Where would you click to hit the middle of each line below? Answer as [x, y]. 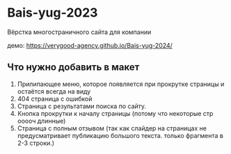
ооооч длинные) [41, 121]
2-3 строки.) [35, 143]
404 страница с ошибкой [55, 99]
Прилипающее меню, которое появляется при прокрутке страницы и [121, 84]
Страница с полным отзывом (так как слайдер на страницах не [112, 128]
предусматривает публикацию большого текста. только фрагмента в [120, 135]
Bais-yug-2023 [53, 13]
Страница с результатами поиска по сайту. [82, 106]
